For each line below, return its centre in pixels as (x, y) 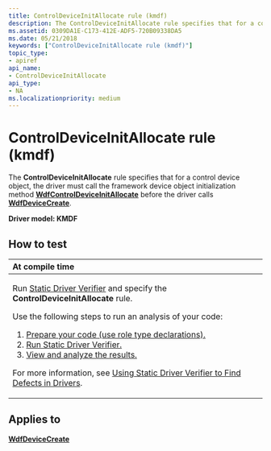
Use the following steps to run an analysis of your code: (118, 317)
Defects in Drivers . (48, 383)
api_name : (25, 68)
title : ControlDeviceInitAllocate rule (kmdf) (88, 16)
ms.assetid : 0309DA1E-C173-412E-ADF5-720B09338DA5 (95, 31)
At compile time (44, 267)
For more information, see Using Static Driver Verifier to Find (127, 373)
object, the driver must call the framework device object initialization (122, 186)
